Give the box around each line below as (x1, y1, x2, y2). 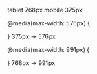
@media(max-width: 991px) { (7, 46, 90, 53)
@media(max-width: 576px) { (7, 19, 91, 27)
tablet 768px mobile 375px (7, 6, 83, 14)
